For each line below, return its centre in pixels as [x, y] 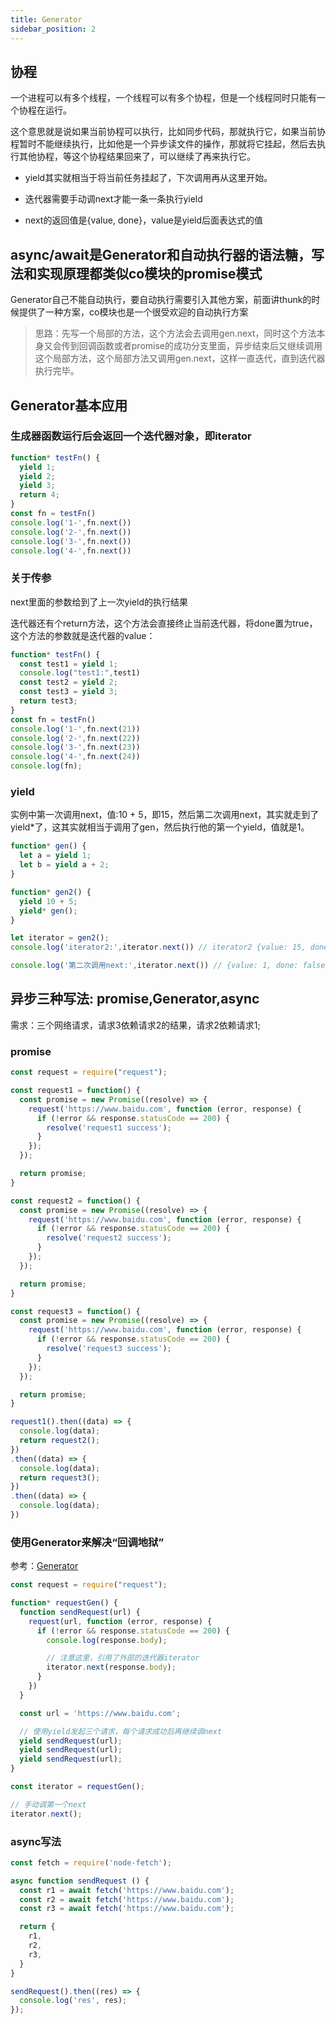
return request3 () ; [60, 1477]
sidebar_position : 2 [53, 29]
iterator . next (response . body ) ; [111, 1667]
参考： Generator [44, 1566]
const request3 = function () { [75, 1311]
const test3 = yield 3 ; [68, 692]
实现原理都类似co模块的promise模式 [149, 273]
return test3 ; [48, 701]
